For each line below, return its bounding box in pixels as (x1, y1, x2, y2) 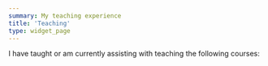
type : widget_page (8, 27, 71, 35)
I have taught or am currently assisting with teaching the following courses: (8, 49, 260, 59)
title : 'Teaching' (8, 19, 71, 27)
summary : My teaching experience (8, 11, 122, 20)
